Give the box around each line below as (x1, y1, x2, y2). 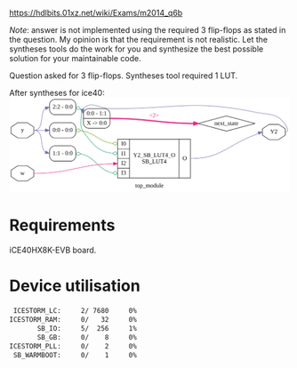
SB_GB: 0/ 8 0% (36, 332, 138, 341)
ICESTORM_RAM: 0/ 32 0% (9, 315, 138, 324)
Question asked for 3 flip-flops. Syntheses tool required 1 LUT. (9, 70, 238, 81)
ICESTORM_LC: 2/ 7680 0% (12, 306, 138, 315)
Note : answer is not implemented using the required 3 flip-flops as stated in (9, 25, 286, 35)
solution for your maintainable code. (9, 53, 141, 63)
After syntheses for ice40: (9, 88, 105, 98)
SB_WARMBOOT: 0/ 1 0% (12, 350, 138, 359)
